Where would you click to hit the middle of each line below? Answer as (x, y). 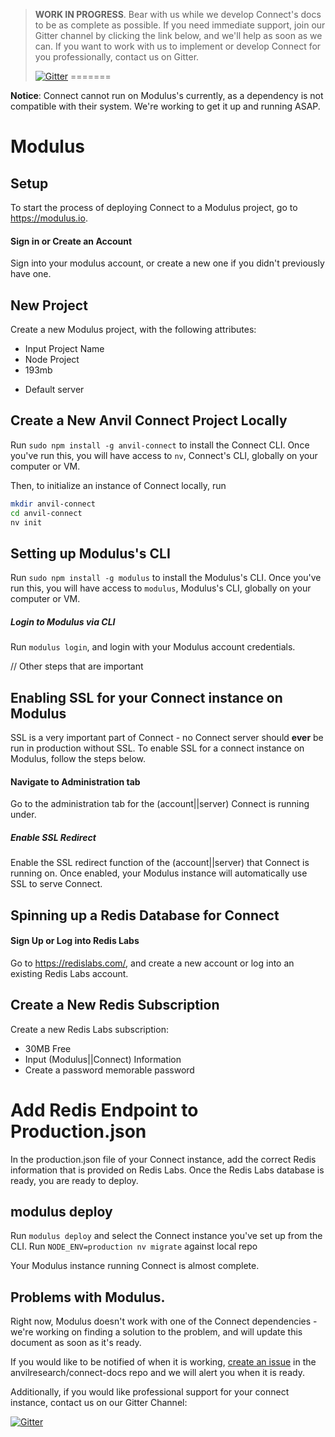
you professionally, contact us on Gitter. (117, 57)
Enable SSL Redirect (53, 837)
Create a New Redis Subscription (115, 1005)
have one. (31, 274)
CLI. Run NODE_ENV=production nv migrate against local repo (134, 1246)
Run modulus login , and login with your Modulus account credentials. (153, 647)
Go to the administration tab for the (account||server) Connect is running (160, 804)
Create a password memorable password (109, 1070)
